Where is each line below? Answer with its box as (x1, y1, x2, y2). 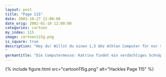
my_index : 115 (5, 30, 35, 35)
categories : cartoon (5, 26, 48, 30)
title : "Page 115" (5, 12, 43, 17)
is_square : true (5, 39, 39, 44)
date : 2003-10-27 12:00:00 (5, 16, 61, 21)
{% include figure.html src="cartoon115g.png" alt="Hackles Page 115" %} (5, 66, 154, 72)
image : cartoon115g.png (5, 35, 54, 40)
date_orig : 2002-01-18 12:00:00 (5, 21, 72, 26)
